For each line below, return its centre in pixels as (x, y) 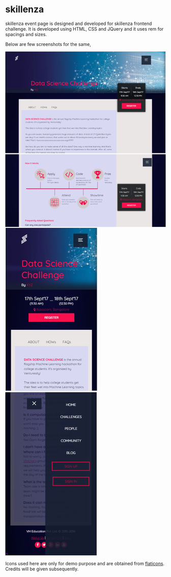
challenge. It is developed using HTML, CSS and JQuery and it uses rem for (84, 29)
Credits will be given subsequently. (42, 569)
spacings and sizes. (26, 34)
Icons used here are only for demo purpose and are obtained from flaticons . (85, 563)
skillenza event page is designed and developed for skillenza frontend (79, 23)
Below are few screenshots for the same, (48, 44)
